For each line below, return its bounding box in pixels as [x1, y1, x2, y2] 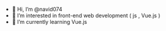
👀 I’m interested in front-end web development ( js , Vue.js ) [11, 12, 161, 19]
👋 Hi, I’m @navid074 [11, 6, 62, 13]
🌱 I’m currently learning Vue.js [11, 18, 88, 25]
